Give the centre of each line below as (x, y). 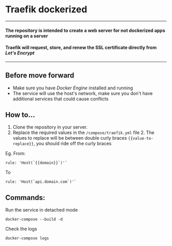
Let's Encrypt (20, 53)
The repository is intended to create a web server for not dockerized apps (85, 30)
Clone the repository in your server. (50, 127)
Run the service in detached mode (42, 210)
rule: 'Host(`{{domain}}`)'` (36, 163)
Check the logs (21, 229)
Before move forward (40, 75)
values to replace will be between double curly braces (70, 138)
